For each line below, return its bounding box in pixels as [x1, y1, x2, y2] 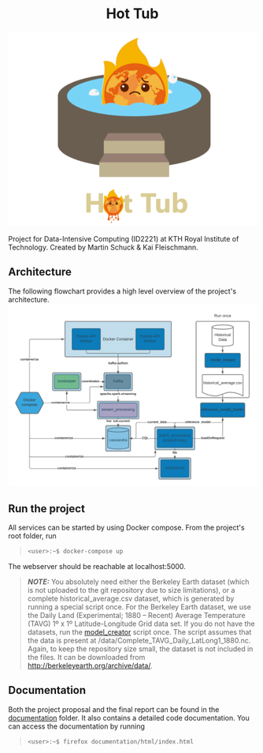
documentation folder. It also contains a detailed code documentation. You [8, 713, 250, 722]
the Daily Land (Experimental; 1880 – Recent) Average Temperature [27, 611, 246, 620]
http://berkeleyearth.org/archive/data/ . [27, 661, 154, 671]
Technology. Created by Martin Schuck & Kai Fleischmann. [8, 242, 198, 252]
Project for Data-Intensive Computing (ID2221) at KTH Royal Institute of [8, 234, 239, 243]
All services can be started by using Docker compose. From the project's [8, 523, 246, 533]
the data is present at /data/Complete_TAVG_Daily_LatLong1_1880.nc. [27, 636, 251, 646]
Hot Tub [106, 5, 159, 23]
